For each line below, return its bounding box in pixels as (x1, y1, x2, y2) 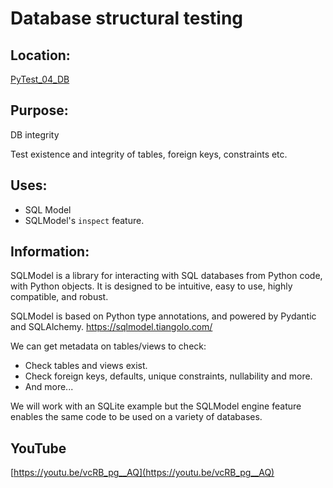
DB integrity (10, 128, 60, 141)
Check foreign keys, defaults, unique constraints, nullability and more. (24, 370, 313, 382)
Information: (10, 243, 90, 261)
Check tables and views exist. (24, 360, 148, 372)
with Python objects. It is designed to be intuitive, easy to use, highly (10, 280, 293, 292)
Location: (10, 47, 71, 64)
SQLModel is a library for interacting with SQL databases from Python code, (10, 270, 323, 282)
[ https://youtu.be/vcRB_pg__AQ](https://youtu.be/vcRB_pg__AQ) (10, 467, 275, 479)
